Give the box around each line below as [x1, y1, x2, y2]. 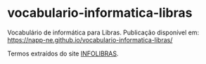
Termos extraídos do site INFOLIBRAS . [7, 49, 119, 58]
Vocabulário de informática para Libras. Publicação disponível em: [7, 28, 200, 37]
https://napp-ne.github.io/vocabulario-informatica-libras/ [7, 35, 173, 44]
